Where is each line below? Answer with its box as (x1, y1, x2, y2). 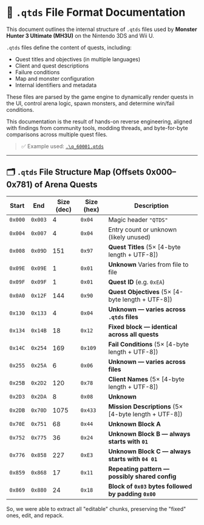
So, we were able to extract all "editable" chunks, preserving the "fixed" (6, 505, 186, 512)
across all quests (108, 330, 159, 338)
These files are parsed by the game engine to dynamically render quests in (6, 93, 194, 100)
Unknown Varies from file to (108, 260, 189, 269)
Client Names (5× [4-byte (108, 375, 185, 383)
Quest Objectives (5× (108, 287, 172, 296)
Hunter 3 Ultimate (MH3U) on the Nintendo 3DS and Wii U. (6, 32, 154, 39)
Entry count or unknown (108, 225, 177, 233)
